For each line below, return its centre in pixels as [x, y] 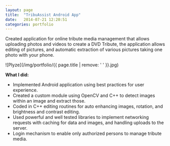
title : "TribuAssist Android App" [43, 15]
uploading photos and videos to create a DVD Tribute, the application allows [85, 44]
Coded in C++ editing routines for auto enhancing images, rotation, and [88, 106]
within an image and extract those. [49, 101]
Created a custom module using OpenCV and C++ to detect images [84, 95]
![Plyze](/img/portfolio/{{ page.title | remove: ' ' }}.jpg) [62, 65]
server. [20, 128]
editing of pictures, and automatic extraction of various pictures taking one [84, 50]
